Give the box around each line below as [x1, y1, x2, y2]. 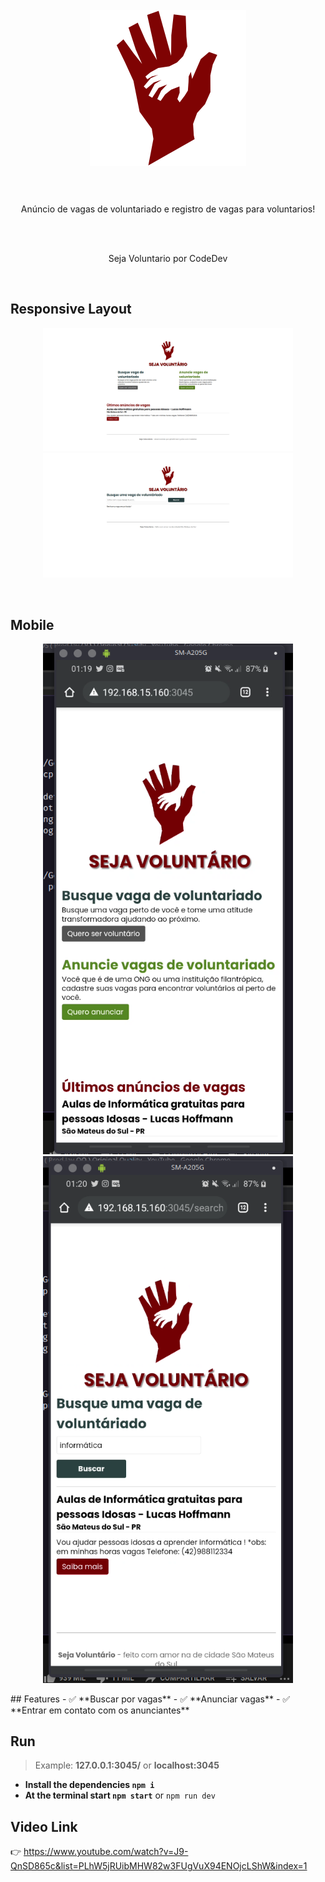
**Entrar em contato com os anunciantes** [10, 1704, 190, 1716]
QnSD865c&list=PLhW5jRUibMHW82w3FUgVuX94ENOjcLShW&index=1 [10, 1860, 308, 1872]
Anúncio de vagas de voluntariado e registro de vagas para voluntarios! [20, 203, 316, 215]
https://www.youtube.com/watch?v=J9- [23, 1846, 189, 1858]
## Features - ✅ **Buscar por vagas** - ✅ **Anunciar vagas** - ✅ [10, 1693, 291, 1705]
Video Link [10, 1818, 78, 1835]
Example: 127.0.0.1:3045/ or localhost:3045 [34, 1759, 220, 1772]
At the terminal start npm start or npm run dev [24, 1789, 216, 1802]
